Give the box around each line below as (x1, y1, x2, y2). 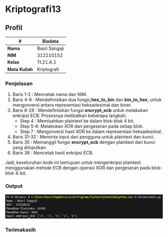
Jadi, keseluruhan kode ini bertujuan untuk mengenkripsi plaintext (5, 159, 141, 165)
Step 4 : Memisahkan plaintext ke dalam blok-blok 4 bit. (19, 118, 135, 124)
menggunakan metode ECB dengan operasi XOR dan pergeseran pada (5, 165, 151, 171)
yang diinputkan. (12, 144, 47, 150)
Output (5, 182, 23, 189)
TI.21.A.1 (37, 59, 56, 65)
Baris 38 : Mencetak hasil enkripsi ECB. (12, 150, 93, 156)
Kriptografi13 (5, 3, 61, 15)
